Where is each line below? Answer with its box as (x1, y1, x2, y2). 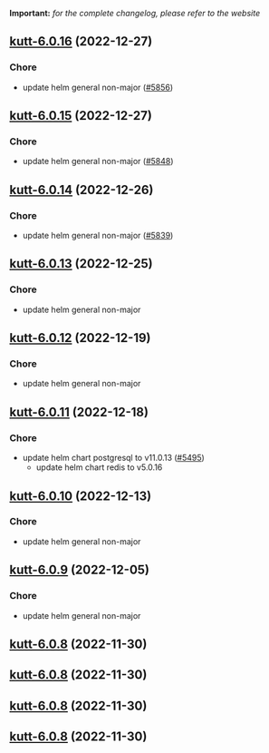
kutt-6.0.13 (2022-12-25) (9, 256, 153, 271)
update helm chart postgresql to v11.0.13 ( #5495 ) (22, 453, 206, 464)
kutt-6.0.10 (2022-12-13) (9, 488, 152, 504)
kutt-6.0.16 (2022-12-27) (9, 34, 153, 49)
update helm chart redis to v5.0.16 (35, 462, 163, 473)
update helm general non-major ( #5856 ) (22, 82, 174, 93)
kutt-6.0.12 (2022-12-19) (9, 330, 151, 346)
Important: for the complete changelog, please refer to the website (9, 8, 261, 18)
